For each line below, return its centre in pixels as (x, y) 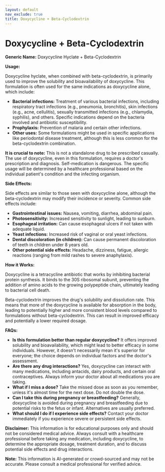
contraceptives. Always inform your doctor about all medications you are (86, 377)
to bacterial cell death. (28, 290)
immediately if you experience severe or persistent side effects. (77, 419)
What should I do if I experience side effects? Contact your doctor (80, 414)
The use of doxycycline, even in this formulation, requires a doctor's (74, 158)
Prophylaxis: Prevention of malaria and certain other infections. (77, 128)
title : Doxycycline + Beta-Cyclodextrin (47, 19)
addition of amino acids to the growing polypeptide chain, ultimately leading (82, 285)
